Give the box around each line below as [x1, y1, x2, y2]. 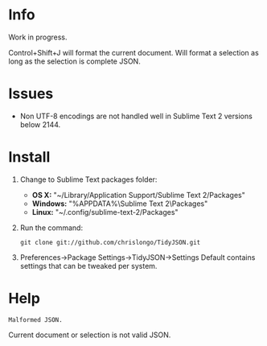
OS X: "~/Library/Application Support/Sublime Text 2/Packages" [31, 190, 245, 200]
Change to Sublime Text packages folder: [19, 175, 158, 184]
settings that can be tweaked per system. [19, 261, 158, 270]
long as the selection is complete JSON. [8, 56, 141, 66]
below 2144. [19, 119, 61, 130]
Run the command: [19, 223, 83, 233]
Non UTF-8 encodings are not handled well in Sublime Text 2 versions [19, 111, 253, 121]
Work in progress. [8, 32, 68, 42]
